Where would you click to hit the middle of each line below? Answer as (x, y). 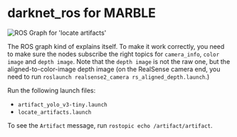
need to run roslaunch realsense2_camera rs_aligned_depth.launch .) (109, 77)
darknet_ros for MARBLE (82, 13)
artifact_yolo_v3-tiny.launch (63, 104)
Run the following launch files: (52, 90)
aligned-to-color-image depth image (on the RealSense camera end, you (114, 69)
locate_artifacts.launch (54, 112)
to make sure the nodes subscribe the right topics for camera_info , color (114, 54)
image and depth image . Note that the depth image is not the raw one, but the (119, 61)
